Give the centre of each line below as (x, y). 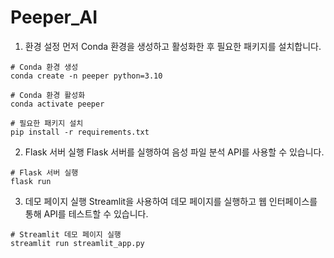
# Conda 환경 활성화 (48, 95)
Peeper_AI (54, 17)
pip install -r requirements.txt (80, 132)
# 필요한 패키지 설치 (47, 123)
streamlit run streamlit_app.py (77, 243)
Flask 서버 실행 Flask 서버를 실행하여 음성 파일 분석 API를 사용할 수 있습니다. (174, 152)
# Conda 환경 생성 (44, 67)
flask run (31, 181)
